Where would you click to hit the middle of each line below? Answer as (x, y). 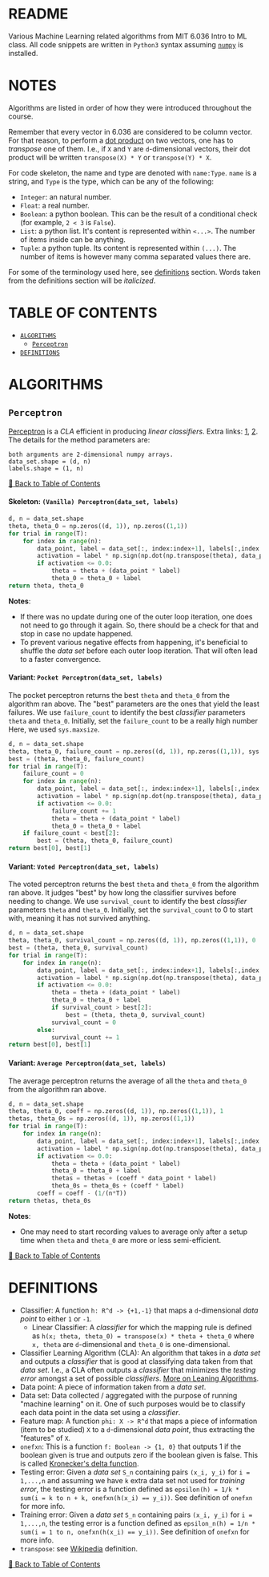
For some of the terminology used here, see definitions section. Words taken (134, 272)
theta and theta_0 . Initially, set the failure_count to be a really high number (133, 720)
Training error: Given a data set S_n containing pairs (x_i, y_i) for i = (136, 1514)
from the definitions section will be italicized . (82, 280)
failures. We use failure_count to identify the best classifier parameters (127, 712)
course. (21, 116)
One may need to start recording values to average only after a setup (134, 1232)
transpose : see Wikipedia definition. (79, 1548)
